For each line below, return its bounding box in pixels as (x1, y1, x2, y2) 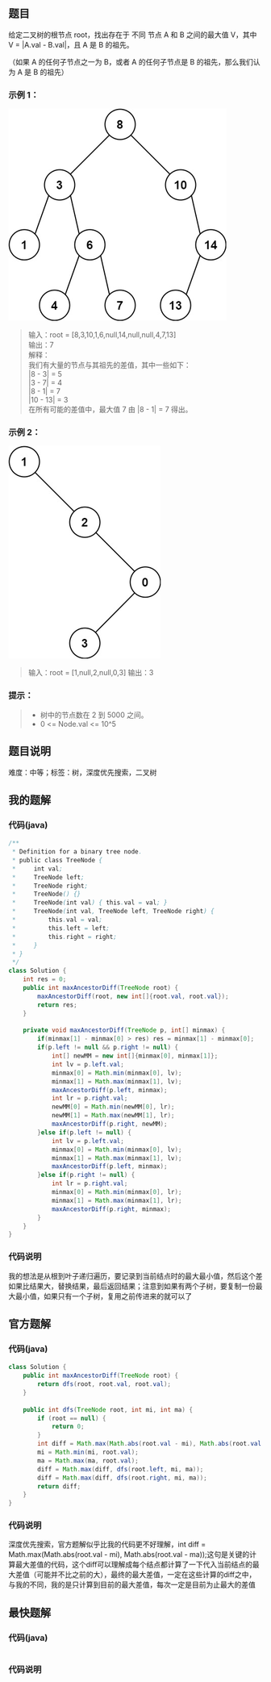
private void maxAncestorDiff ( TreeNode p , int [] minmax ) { (23, 1026, 226, 1034)
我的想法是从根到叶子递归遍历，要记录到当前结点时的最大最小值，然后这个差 (8, 1271, 263, 1280)
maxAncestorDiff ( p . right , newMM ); (51, 1120, 168, 1129)
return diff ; (37, 1482, 81, 1490)
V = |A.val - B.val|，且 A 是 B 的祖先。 (8, 40, 134, 49)
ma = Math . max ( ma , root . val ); (37, 1456, 139, 1465)
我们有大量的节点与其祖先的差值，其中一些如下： (27, 361, 191, 370)
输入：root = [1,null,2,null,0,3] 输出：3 (27, 668, 154, 678)
